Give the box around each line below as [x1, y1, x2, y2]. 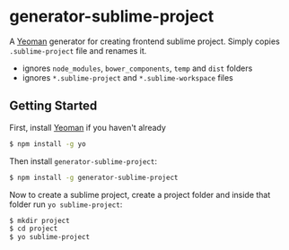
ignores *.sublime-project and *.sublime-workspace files [22, 72, 233, 82]
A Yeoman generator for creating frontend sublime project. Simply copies [9, 36, 280, 47]
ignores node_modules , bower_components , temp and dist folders [22, 63, 253, 73]
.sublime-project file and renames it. [9, 45, 147, 56]
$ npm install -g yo [9, 139, 87, 149]
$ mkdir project [9, 216, 70, 225]
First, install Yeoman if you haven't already [9, 122, 166, 133]
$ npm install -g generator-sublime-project [9, 173, 179, 182]
